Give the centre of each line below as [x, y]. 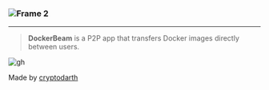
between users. [54, 47]
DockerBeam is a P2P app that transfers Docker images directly [134, 38]
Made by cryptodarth [43, 78]
